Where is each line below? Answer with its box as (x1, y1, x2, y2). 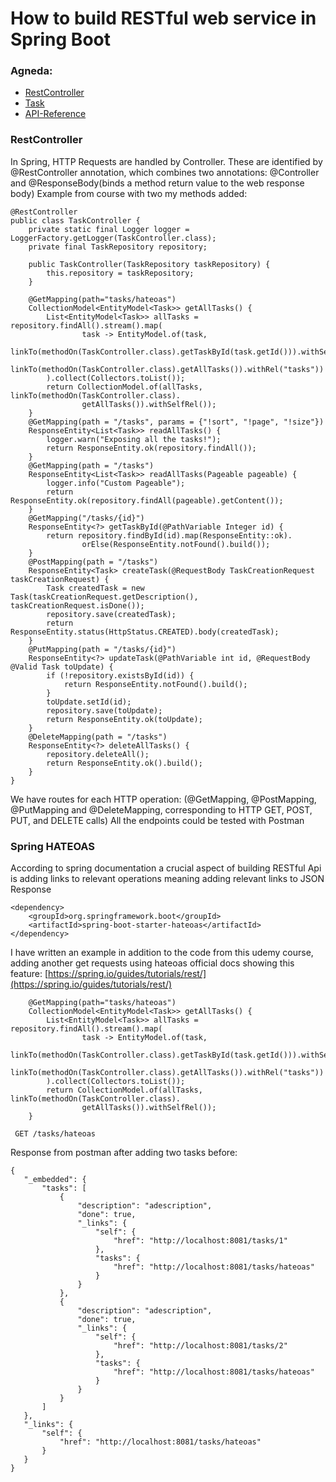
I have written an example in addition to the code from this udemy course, (10, 947, 314, 959)
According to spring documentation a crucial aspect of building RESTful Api (10, 862, 322, 874)
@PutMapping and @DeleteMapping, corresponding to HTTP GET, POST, (10, 803, 313, 816)
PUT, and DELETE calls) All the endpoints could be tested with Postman (10, 814, 305, 826)
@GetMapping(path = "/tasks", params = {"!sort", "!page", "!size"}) (28, 417, 325, 427)
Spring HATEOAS (10, 839, 96, 853)
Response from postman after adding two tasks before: (10, 1147, 238, 1159)
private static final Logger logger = (28, 224, 190, 234)
